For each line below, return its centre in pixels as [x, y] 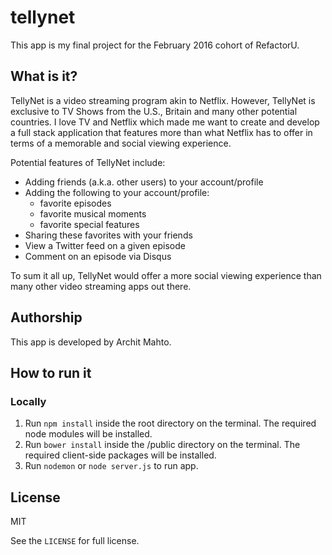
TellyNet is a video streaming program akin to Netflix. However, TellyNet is [163, 100]
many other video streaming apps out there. [101, 286]
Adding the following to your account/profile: [117, 192]
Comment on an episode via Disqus [98, 256]
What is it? [44, 76]
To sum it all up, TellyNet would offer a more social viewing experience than [166, 275]
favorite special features [89, 224]
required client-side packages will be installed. [120, 455]
